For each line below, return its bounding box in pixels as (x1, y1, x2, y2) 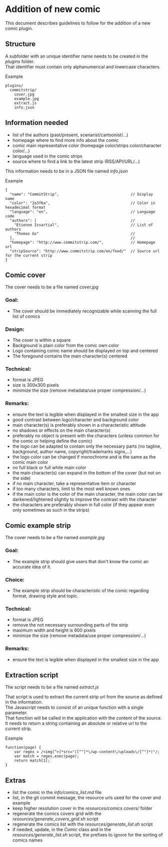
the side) (12, 475, 31, 481)
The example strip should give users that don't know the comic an (12, 558, 149, 564)
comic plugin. (5, 25, 33, 31)
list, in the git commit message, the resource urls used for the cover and (12, 795, 161, 801)
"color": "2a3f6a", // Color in (9, 200, 155, 205)
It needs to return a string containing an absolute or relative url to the (5, 721, 147, 727)
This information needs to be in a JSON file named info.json (5, 168, 128, 174)
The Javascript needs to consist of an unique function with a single (5, 705, 144, 711)
